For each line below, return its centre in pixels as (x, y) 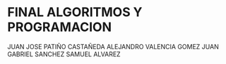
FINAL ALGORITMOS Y (75, 12)
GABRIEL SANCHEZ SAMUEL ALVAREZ (64, 54)
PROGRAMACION (59, 27)
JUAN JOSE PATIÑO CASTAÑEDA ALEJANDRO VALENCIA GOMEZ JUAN (113, 46)
